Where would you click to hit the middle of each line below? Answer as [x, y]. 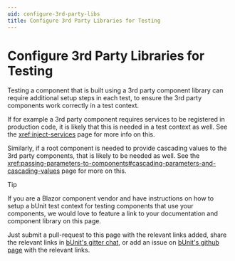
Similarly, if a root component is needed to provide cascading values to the [117, 148]
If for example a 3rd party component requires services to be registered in [116, 119]
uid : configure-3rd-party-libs [54, 14]
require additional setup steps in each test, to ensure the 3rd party [105, 98]
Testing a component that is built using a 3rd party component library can [115, 90]
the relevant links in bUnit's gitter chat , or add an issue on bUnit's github [113, 243]
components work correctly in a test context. [73, 106]
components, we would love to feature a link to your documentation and [113, 213]
